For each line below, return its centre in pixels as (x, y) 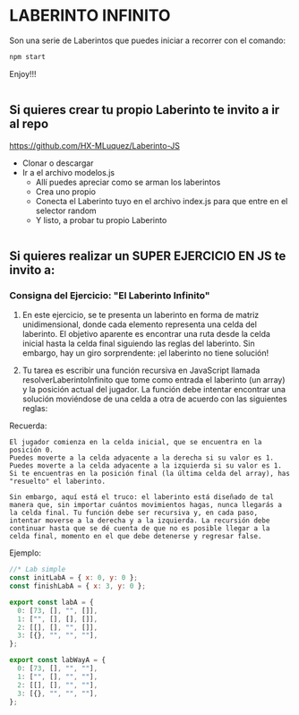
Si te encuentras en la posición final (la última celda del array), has (150, 474)
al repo (29, 124)
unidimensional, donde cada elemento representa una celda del (140, 324)
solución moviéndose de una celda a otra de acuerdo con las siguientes (155, 399)
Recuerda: (28, 426)
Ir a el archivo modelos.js (68, 172)
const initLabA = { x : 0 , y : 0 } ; (74, 578)
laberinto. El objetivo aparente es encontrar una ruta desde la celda (146, 334)
